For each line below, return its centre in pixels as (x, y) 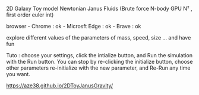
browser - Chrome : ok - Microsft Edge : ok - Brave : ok (74, 26)
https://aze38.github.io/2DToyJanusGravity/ (60, 86)
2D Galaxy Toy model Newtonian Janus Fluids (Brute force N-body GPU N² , (99, 9)
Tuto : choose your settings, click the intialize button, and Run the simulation (99, 55)
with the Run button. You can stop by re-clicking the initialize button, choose (99, 62)
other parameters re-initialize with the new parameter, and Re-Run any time (98, 68)
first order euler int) (30, 15)
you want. (18, 74)
